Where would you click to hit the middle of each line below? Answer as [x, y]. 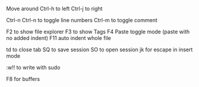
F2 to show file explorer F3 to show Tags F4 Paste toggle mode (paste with [98, 32]
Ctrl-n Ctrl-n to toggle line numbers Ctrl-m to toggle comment [82, 20]
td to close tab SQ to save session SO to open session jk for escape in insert [99, 49]
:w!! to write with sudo [33, 67]
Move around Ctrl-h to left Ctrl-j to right [54, 9]
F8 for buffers [23, 79]
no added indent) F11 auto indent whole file [59, 38]
